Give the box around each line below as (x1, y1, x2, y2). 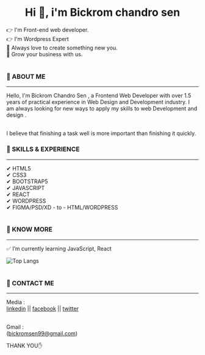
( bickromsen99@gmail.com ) (6, 330, 78, 337)
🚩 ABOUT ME (6, 72, 46, 81)
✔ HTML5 (6, 164, 31, 172)
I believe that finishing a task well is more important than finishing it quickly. (6, 130, 196, 137)
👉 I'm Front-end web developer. (6, 26, 89, 33)
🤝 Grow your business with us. (6, 50, 83, 57)
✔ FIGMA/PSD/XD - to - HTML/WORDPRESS (6, 203, 118, 211)
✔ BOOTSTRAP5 (6, 177, 48, 185)
